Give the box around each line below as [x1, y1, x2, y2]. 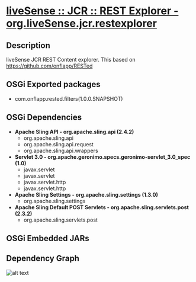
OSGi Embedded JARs [6, 233, 90, 243]
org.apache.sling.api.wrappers [23, 147, 99, 154]
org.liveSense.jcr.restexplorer [6, 17, 157, 30]
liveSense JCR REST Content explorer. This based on [6, 56, 136, 63]
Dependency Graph [6, 254, 80, 264]
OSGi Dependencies [6, 113, 82, 123]
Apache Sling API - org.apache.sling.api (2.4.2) [14, 128, 134, 135]
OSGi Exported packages [6, 79, 101, 89]
